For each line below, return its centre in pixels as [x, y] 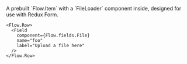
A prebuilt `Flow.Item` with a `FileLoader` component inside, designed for [94, 8]
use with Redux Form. [32, 15]
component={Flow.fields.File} [53, 35]
